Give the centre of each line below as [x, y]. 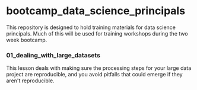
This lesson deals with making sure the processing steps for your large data [99, 68]
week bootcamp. [27, 40]
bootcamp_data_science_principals [96, 11]
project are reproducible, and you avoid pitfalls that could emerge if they [94, 75]
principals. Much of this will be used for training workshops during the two [97, 33]
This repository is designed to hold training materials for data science [91, 27]
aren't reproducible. [30, 81]
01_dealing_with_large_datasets [53, 55]
